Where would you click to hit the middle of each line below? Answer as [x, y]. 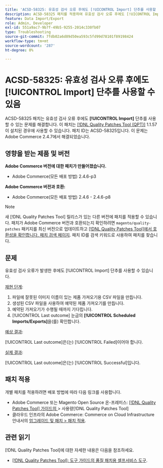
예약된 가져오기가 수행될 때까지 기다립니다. [52, 309]
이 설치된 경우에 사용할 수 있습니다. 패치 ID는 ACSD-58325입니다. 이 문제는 [76, 131]
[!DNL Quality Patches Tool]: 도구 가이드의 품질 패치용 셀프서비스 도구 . [80, 460]
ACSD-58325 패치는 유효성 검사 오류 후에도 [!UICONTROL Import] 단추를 [76, 118]
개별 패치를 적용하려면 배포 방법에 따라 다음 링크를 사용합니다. [63, 392]
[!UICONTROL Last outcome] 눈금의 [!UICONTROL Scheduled [74, 316]
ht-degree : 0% [19, 50]
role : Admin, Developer [29, 23]
